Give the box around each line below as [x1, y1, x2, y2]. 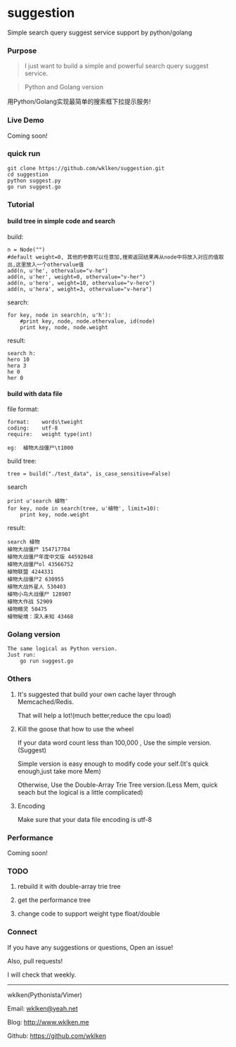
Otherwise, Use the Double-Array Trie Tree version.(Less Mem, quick [17, 781, 218, 789]
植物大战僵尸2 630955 [7, 576, 65, 583]
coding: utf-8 [7, 425, 58, 432]
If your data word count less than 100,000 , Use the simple [17, 738, 187, 747]
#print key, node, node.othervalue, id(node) [20, 318, 156, 325]
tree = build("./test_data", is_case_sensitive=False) [7, 470, 171, 477]
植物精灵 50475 [7, 606, 48, 613]
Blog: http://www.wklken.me [7, 1017, 89, 1026]
